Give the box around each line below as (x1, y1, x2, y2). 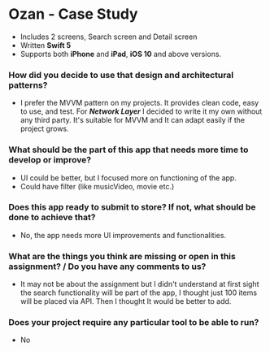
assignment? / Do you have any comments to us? (8, 261, 207, 272)
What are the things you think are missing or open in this (8, 250, 236, 262)
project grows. (20, 123, 69, 134)
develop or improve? (8, 154, 92, 166)
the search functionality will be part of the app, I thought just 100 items (20, 288, 258, 297)
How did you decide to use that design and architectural (8, 69, 234, 80)
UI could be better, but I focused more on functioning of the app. (20, 172, 237, 183)
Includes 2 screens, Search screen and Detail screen (20, 32, 198, 41)
